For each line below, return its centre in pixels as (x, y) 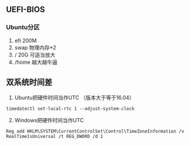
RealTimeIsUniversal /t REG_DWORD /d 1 (55, 136)
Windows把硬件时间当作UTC (49, 120)
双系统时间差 (29, 82)
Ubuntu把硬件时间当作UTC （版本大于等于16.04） (74, 97)
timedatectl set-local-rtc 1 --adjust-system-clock (70, 108)
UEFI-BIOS (25, 10)
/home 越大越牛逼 (36, 62)
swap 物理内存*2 (35, 47)
